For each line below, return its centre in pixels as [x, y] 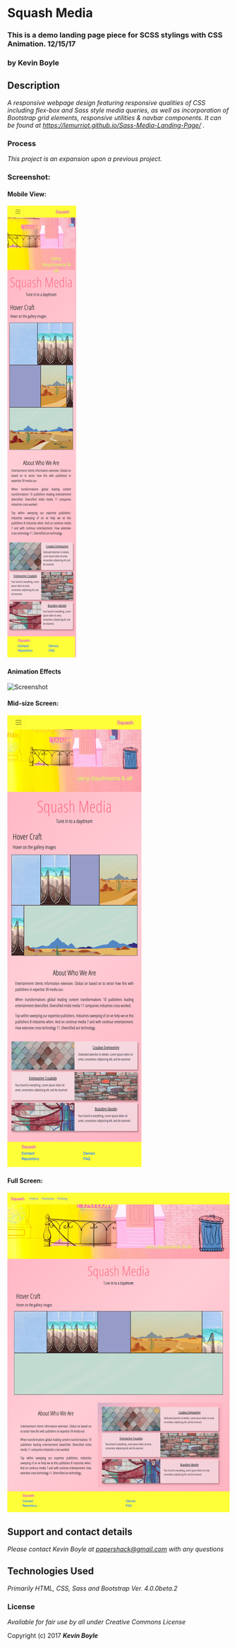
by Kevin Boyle [34, 63]
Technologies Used [50, 1571]
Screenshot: [29, 177]
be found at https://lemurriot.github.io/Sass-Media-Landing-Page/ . [106, 125]
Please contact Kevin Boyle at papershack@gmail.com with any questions [116, 1549]
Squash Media [50, 13]
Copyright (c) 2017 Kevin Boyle [53, 1635]
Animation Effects [34, 671]
